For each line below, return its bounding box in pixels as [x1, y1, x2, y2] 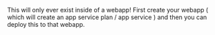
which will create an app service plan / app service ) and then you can [7, 13, 207, 21]
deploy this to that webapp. [7, 21, 85, 28]
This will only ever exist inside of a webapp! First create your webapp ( [7, 6, 209, 14]
